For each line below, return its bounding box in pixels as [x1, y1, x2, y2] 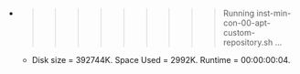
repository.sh [222, 37, 273, 48]
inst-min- [255, 8, 292, 18]
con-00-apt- [222, 17, 272, 28]
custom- [222, 27, 256, 37]
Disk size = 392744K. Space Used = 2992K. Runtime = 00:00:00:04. [31, 55, 291, 65]
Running [222, 8, 255, 18]
